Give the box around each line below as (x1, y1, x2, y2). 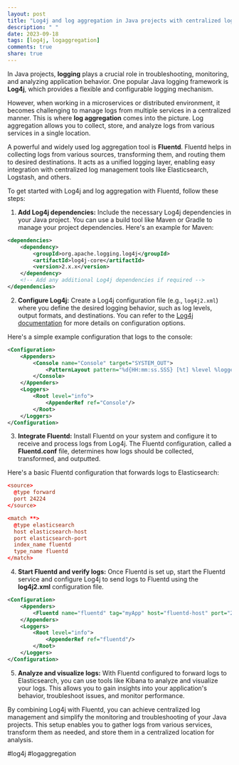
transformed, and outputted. (17, 455, 101, 463)
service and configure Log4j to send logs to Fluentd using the (17, 575, 199, 584)
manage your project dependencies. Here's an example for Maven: (17, 223, 214, 231)
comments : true (7, 43, 53, 51)
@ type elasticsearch (14, 521, 75, 529)
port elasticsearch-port (14, 534, 87, 542)
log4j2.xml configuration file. (17, 583, 105, 591)
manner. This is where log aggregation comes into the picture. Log (7, 113, 204, 122)
